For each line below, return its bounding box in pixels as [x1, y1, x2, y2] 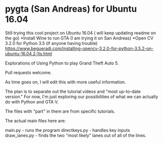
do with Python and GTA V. [5, 99, 59, 104]
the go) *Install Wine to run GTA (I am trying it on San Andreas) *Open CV [5, 35, 154, 41]
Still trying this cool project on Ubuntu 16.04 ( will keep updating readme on [5, 30, 156, 36]
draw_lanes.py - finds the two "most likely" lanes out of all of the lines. [5, 132, 147, 138]
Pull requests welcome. [5, 69, 52, 75]
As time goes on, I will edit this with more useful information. [5, 79, 127, 85]
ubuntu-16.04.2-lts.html [5, 50, 53, 57]
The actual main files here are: [5, 118, 66, 123]
